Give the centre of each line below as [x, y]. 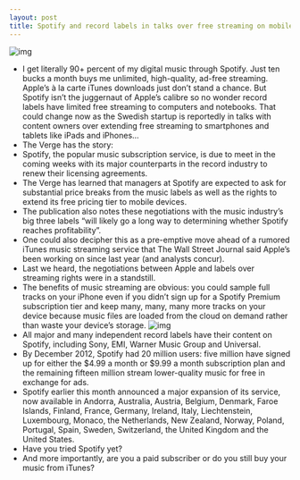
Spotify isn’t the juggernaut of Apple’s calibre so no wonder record [145, 97]
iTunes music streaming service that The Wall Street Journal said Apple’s [156, 249]
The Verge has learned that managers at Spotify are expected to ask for [154, 182]
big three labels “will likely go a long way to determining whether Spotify [155, 221]
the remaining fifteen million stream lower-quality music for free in [143, 373]
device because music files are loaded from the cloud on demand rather [155, 316]
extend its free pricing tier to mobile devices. [104, 201]
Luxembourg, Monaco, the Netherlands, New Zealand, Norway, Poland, [153, 420]
